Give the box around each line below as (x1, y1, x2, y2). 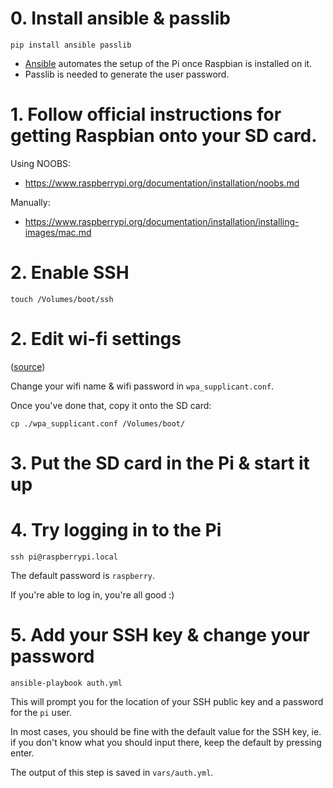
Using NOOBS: (10, 157, 72, 169)
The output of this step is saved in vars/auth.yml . (10, 766, 214, 778)
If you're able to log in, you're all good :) (10, 588, 175, 601)
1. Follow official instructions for (10, 103, 282, 126)
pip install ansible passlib (10, 40, 132, 50)
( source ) (10, 360, 46, 372)
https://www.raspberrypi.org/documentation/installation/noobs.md (24, 177, 300, 189)
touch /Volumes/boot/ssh (10, 294, 114, 304)
